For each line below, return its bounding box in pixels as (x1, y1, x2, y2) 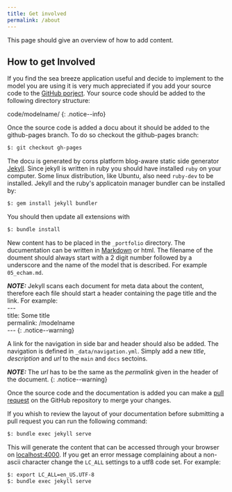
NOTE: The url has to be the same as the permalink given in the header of (7, 367, 219, 376)
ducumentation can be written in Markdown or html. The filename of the (7, 246, 213, 254)
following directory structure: (7, 97, 90, 105)
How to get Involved (7, 56, 96, 68)
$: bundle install (7, 226, 60, 233)
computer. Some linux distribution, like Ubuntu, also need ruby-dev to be (7, 172, 214, 180)
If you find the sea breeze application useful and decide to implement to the (7, 74, 224, 83)
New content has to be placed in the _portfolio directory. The (7, 238, 185, 247)
